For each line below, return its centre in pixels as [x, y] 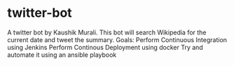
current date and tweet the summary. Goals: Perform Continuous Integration [117, 39]
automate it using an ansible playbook [62, 55]
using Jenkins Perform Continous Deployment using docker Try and [105, 47]
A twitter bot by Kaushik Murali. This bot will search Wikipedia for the [107, 32]
